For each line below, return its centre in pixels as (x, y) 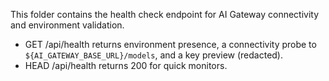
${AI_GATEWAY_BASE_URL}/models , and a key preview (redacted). (153, 55)
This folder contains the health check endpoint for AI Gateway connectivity (165, 14)
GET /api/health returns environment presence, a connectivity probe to (170, 44)
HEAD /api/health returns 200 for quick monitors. (126, 65)
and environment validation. (67, 25)
